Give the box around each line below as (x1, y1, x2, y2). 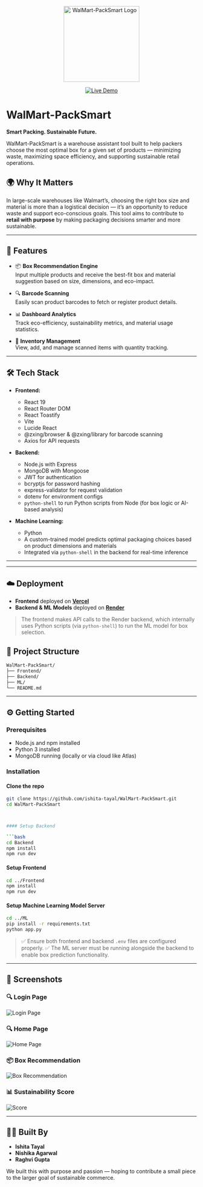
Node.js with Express (24, 461, 77, 468)
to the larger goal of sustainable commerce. (6, 1174, 115, 1182)
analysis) (41, 506, 63, 513)
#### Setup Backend (6, 822, 56, 829)
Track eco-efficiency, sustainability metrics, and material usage (14, 319, 173, 326)
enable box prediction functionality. (21, 951, 109, 958)
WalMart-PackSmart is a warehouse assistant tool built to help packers (6, 140, 182, 147)
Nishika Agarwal (14, 1149, 57, 1157)
